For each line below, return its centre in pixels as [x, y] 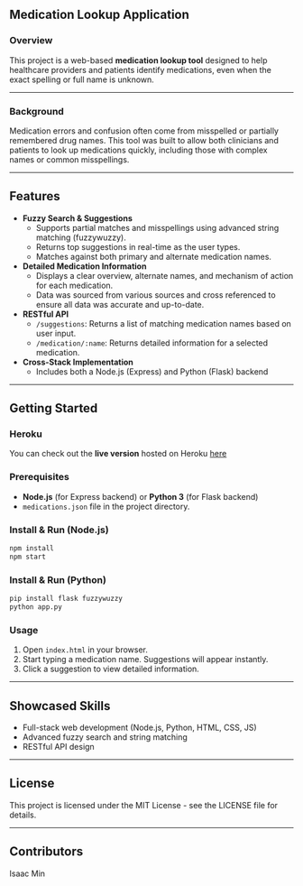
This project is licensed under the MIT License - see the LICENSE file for [143, 805]
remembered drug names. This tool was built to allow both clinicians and [144, 140]
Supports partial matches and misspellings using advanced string [157, 227]
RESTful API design [58, 746]
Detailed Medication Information [84, 266]
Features [35, 196]
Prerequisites [39, 477]
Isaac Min [28, 873]
